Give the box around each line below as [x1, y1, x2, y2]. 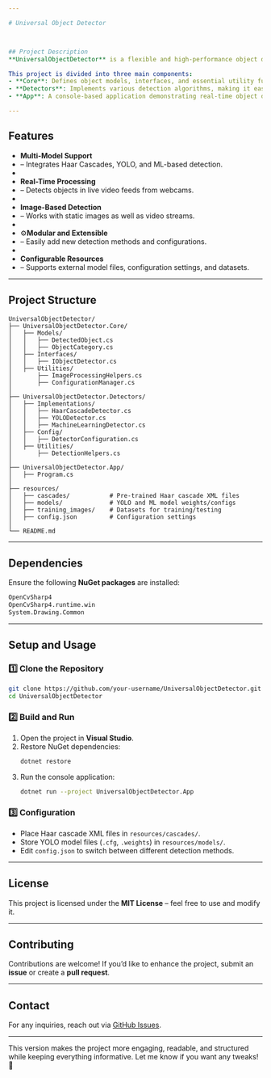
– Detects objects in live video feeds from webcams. [19, 185, 194, 195]
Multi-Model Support [19, 150, 93, 160]
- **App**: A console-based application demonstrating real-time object [8, 92, 258, 101]
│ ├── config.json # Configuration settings [8, 512, 197, 521]
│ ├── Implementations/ [8, 399, 95, 408]
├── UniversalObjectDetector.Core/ [8, 322, 128, 330]
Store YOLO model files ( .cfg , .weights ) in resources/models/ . [19, 837, 226, 847]
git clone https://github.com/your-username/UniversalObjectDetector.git [8, 684, 262, 693]
